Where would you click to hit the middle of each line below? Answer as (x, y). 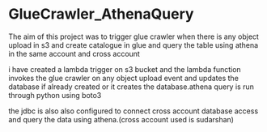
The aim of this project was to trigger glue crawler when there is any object (133, 36)
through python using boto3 (55, 95)
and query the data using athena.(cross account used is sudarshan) (121, 119)
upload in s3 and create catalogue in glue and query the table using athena (133, 45)
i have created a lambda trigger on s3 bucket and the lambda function (125, 69)
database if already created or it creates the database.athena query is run (131, 87)
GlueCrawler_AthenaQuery (101, 14)
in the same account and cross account (74, 53)
